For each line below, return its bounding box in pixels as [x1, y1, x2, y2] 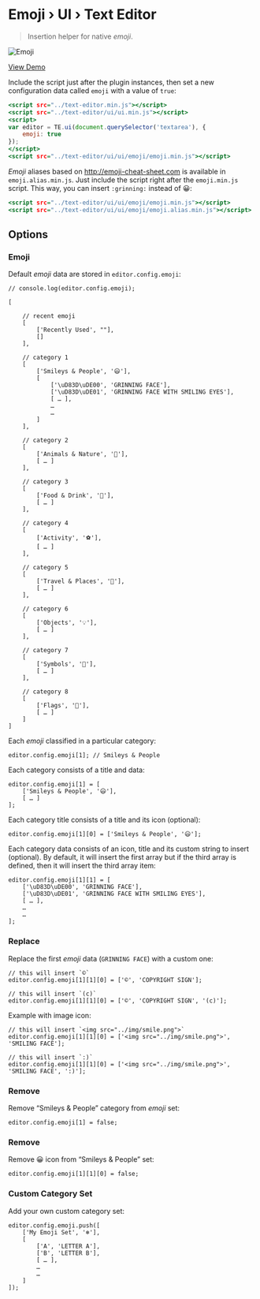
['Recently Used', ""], [36, 326, 114, 334]
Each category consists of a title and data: [8, 765, 145, 775]
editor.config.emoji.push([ [8, 1221, 101, 1230]
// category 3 [22, 478, 69, 486]
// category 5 [22, 564, 69, 572]
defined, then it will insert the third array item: [8, 861, 156, 871]
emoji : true [22, 130, 61, 139]
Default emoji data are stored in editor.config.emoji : [8, 270, 181, 279]
